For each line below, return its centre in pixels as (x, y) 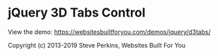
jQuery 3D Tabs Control (77, 13)
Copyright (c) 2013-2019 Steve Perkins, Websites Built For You (97, 45)
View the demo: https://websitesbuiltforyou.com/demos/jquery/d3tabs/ (109, 32)
